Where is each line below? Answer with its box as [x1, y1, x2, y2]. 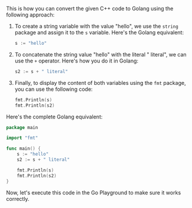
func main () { [6, 146, 41, 152]
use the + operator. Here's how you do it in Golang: [14, 57, 139, 64]
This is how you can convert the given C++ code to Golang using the [6, 5, 174, 12]
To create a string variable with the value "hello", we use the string [14, 23, 178, 29]
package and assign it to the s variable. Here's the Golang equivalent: [14, 29, 184, 36]
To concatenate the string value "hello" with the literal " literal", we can [14, 51, 187, 58]
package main [6, 124, 38, 130]
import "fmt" [6, 135, 38, 141]
